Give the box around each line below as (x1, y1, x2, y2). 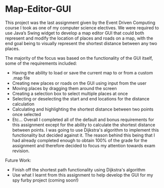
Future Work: (5, 157, 31, 163)
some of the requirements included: (5, 60, 77, 66)
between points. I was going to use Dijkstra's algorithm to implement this (12, 127, 159, 133)
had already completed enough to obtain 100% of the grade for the (12, 137, 148, 143)
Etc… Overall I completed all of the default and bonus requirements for (12, 117, 154, 122)
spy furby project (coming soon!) (12, 177, 79, 183)
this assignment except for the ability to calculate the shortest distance (12, 121, 156, 128)
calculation (12, 101, 35, 107)
